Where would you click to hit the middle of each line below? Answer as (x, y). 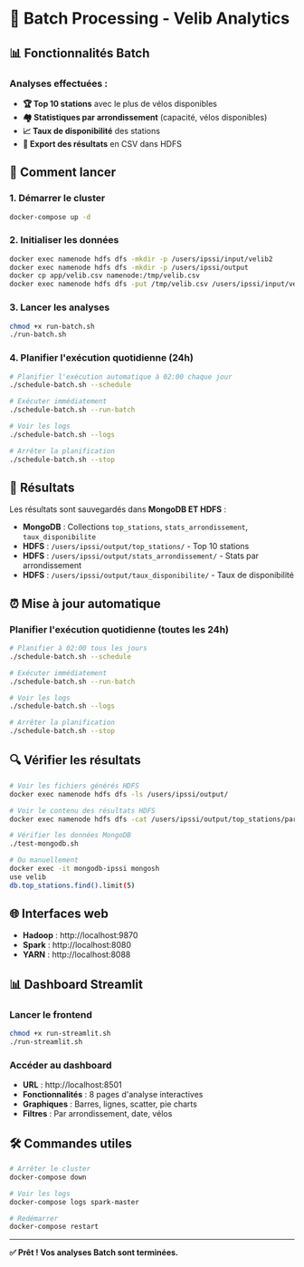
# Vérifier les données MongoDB (70, 836)
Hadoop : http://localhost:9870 (80, 935)
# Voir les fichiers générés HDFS (75, 786)
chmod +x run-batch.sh (52, 326)
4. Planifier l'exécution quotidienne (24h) (102, 358)
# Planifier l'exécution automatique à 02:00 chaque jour (121, 377)
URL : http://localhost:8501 (72, 1085)
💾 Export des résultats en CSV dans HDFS (102, 143)
